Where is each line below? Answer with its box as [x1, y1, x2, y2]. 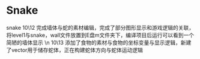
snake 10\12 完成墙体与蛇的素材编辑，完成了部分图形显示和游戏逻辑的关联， [6, 24, 195, 31]
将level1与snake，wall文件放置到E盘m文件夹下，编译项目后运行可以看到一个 [6, 31, 194, 39]
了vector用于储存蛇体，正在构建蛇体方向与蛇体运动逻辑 [6, 46, 143, 54]
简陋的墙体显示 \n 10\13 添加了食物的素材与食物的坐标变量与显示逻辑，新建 [6, 39, 192, 46]
